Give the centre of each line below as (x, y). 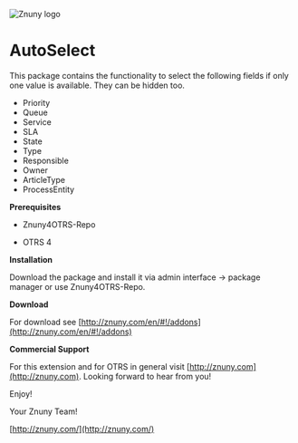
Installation (31, 259)
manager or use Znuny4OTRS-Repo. (77, 286)
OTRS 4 (37, 242)
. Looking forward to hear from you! (145, 376)
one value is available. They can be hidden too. (97, 85)
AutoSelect (53, 51)
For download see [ (45, 322)
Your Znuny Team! (43, 411)
